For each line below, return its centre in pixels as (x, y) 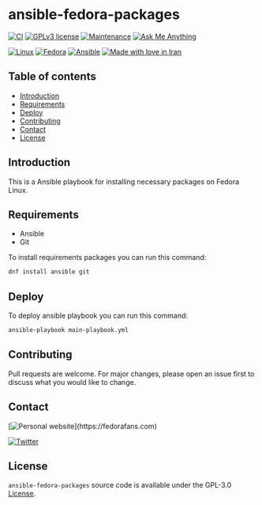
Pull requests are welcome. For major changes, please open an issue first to (131, 374)
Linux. (18, 190)
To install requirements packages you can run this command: (107, 258)
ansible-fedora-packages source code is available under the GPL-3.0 (120, 485)
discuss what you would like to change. (72, 382)
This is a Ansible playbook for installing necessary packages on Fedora (124, 181)
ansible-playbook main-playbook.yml (68, 330)
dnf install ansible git (49, 272)
